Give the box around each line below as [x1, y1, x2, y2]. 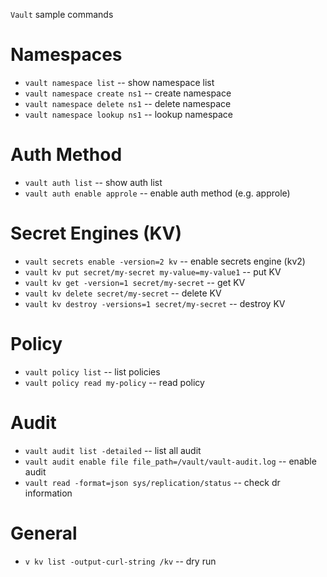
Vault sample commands [10, 9, 114, 20]
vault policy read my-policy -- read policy [24, 376, 205, 388]
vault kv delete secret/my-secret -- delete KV [24, 287, 222, 299]
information [24, 487, 73, 499]
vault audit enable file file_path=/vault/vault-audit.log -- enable [24, 455, 317, 467]
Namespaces [10, 44, 123, 66]
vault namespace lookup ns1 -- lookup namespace [24, 108, 234, 120]
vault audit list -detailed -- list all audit [24, 444, 202, 456]
